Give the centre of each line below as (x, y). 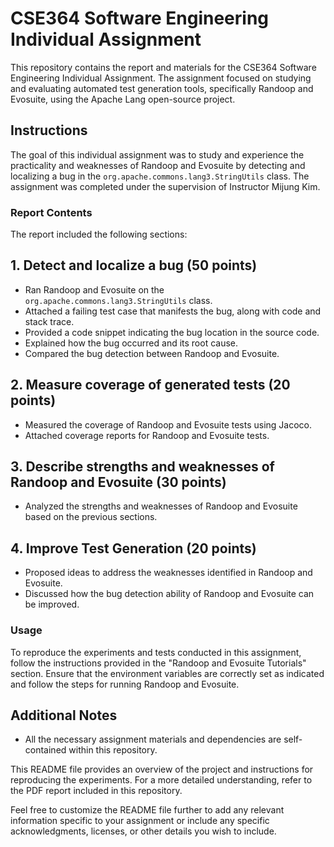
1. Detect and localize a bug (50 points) (134, 265)
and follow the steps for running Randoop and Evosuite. (125, 684)
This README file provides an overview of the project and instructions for (162, 769)
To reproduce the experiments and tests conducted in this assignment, (156, 652)
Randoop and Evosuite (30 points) (118, 482)
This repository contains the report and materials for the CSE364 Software (163, 67)
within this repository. (113, 750)
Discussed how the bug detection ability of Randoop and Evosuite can (169, 594)
